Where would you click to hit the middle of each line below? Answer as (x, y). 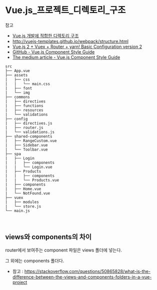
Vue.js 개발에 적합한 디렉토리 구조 (45, 35)
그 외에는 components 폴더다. (35, 260)
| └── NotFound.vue (28, 193)
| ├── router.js (24, 127)
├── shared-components (29, 136)
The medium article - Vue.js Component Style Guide (66, 57)
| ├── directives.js (29, 123)
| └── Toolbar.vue (27, 149)
